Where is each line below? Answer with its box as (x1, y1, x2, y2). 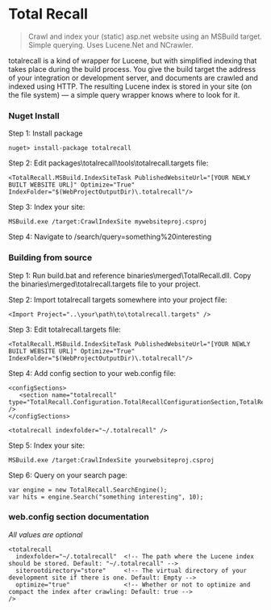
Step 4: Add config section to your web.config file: (8, 368, 176, 378)
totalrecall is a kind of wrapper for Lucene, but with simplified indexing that (8, 56, 257, 65)
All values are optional (8, 529, 83, 539)
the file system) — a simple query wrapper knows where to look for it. (8, 90, 240, 99)
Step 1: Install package (8, 128, 83, 138)
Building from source (8, 252, 93, 263)
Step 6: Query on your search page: (8, 470, 127, 480)
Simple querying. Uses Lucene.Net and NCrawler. (27, 40, 194, 49)
